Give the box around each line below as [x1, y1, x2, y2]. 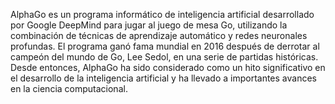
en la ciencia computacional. [10, 83, 128, 94]
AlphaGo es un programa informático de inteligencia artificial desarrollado [10, 9, 315, 20]
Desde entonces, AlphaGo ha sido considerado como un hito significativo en [10, 62, 326, 73]
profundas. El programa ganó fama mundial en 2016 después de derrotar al [10, 40, 320, 52]
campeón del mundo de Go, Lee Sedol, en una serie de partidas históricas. [10, 51, 319, 63]
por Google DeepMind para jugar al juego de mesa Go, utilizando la [10, 19, 288, 31]
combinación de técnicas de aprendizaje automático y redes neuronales [10, 30, 308, 41]
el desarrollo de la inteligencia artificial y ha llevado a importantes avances [10, 72, 317, 84]
